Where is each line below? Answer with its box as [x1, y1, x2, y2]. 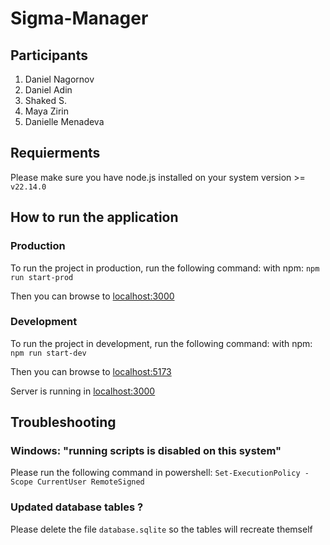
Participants [10, 47, 88, 64]
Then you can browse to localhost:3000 [10, 290, 175, 302]
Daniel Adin [24, 84, 73, 96]
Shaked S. [24, 95, 67, 106]
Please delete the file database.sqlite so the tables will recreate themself [10, 523, 313, 535]
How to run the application [10, 209, 179, 226]
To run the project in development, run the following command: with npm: [10, 337, 313, 349]
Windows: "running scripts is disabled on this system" [10, 444, 282, 458]
